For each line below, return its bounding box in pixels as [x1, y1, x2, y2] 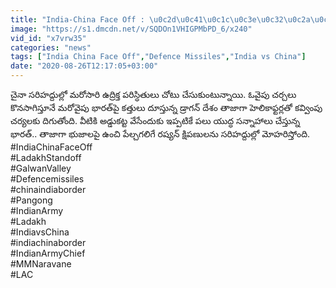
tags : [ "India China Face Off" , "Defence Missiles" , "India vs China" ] [10, 52, 307, 62]
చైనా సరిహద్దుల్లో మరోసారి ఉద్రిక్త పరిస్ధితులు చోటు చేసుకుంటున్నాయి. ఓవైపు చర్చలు [10, 89, 297, 100]
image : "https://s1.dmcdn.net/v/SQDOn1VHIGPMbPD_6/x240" [10, 24, 253, 34]
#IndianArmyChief [10, 247, 86, 259]
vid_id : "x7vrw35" [10, 33, 87, 43]
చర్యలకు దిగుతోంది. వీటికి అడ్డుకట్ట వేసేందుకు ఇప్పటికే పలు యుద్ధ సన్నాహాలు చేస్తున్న [10, 115, 301, 126]
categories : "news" [10, 42, 92, 53]
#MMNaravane [10, 258, 72, 270]
